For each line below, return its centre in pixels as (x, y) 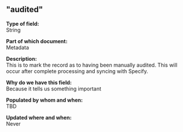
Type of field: (23, 23)
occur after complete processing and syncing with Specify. (77, 71)
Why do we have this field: (39, 82)
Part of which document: (37, 41)
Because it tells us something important (54, 88)
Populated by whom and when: (44, 100)
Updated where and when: (39, 117)
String (13, 30)
